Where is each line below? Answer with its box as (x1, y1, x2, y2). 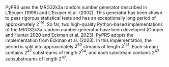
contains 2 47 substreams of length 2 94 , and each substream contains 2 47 (5, 49, 159, 55)
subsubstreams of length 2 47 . (5, 55, 68, 62)
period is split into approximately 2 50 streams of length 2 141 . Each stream (5, 42, 158, 49)
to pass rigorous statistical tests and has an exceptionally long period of (5, 15, 156, 21)
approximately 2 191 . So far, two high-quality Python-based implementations (5, 20, 163, 27)
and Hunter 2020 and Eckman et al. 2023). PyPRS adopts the (5, 32, 134, 38)
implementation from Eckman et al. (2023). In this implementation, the (5, 37, 152, 43)
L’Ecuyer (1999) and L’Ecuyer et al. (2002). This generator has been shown (5, 10, 163, 16)
